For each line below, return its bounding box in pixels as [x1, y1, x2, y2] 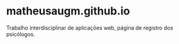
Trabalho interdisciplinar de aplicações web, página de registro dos [6, 24, 174, 31]
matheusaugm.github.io [6, 4, 130, 18]
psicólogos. [6, 30, 35, 37]
